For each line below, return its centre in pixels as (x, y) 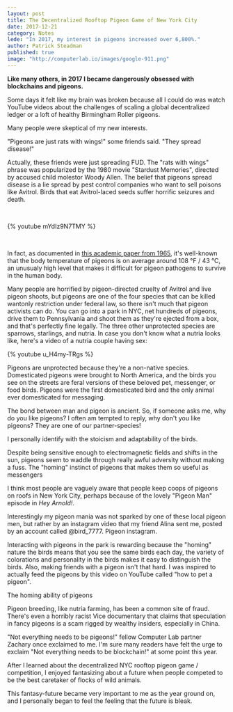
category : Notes (31, 33)
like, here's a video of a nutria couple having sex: (78, 340)
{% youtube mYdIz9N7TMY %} (51, 226)
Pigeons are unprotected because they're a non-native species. (98, 367)
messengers (25, 475)
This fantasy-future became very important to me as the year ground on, (111, 693)
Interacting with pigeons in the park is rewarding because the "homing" (110, 544)
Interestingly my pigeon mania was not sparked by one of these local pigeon (116, 516)
